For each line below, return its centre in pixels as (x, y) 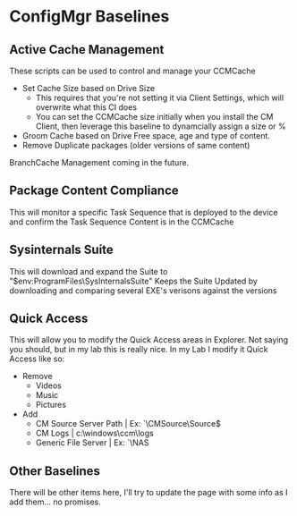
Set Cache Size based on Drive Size (88, 88)
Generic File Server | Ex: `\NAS (92, 443)
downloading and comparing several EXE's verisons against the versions (143, 290)
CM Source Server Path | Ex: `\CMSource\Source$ (128, 424)
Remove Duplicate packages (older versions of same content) (136, 145)
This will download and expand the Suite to (89, 271)
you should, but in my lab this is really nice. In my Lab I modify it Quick (139, 350)
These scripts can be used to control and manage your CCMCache (133, 71)
